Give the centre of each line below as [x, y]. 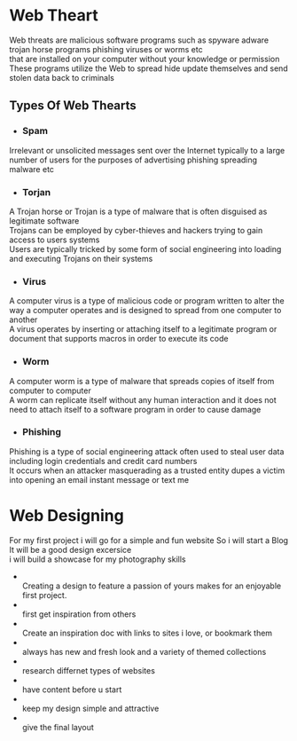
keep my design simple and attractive [90, 708]
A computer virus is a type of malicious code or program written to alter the [147, 301]
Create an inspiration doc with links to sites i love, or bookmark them [147, 633]
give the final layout [58, 727]
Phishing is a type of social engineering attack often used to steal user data [147, 451]
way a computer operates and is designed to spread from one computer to [145, 311]
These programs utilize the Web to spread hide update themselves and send [148, 68]
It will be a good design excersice [70, 549]
